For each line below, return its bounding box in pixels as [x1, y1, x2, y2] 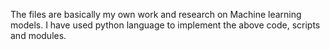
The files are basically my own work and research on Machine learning [10, 9, 302, 20]
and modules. [10, 30, 67, 41]
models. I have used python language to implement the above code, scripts [10, 19, 321, 31]
